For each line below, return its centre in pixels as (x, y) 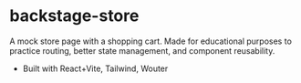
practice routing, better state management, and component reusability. (142, 50)
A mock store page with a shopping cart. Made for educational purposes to (150, 41)
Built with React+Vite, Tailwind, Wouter (95, 68)
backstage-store (74, 16)
